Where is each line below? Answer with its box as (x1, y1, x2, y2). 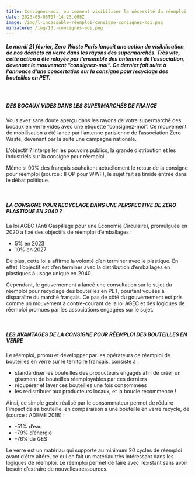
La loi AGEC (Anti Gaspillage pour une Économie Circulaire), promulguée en (6, 223, 188, 230)
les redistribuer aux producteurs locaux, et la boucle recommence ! (14, 388, 176, 395)
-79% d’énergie (14, 429, 53, 436)
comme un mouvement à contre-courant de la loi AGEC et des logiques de (6, 300, 185, 307)
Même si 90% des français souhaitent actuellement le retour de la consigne (6, 164, 188, 171)
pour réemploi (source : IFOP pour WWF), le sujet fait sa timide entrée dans (6, 171, 187, 178)
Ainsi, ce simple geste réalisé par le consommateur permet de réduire (6, 399, 174, 406)
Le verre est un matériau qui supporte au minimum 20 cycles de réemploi (6, 447, 182, 454)
